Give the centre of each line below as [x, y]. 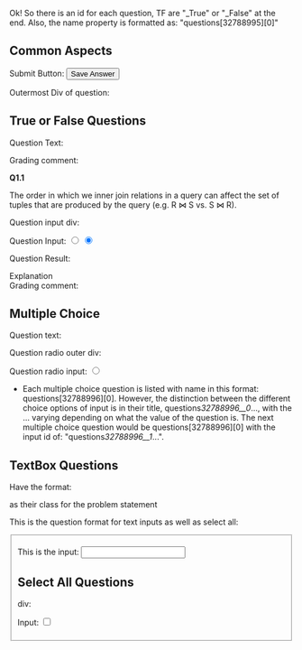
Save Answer [93, 74]
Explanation [31, 275]
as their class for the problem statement [83, 505]
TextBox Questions [64, 465]
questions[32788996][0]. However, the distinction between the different [156, 399]
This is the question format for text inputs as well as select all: [124, 522]
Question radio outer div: [55, 353]
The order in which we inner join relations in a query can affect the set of [144, 195]
